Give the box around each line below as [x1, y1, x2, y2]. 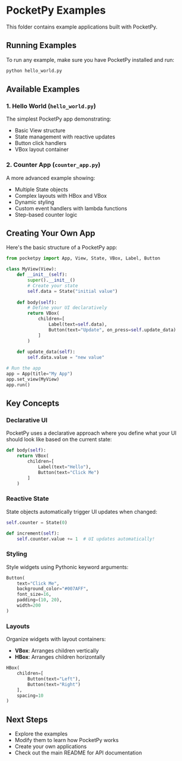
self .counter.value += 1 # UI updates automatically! [17, 536, 155, 542]
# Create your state [27, 283, 78, 289]
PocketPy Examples [6, 4, 106, 17]
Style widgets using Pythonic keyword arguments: [6, 563, 129, 570]
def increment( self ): [6, 530, 60, 536]
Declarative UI [6, 416, 48, 424]
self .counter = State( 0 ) [6, 519, 68, 526]
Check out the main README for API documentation [14, 749, 142, 756]
